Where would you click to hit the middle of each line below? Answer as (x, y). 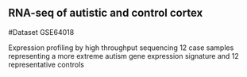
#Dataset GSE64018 (41, 32)
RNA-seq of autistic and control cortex (106, 13)
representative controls (46, 64)
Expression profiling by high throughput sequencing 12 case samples (121, 48)
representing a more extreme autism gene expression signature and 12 (124, 56)
